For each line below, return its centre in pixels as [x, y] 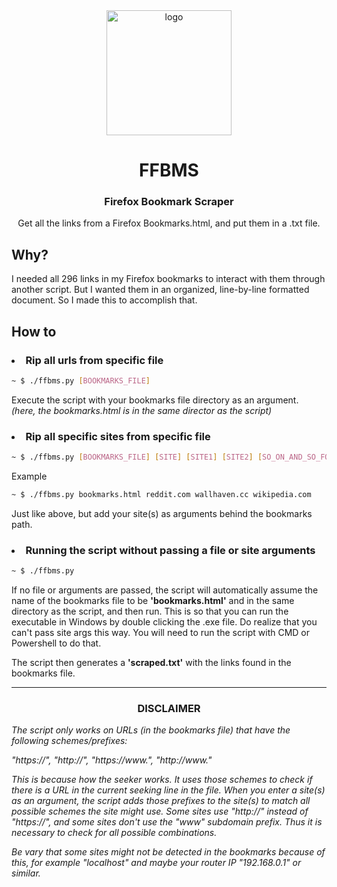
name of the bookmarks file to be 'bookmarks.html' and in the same [153, 601]
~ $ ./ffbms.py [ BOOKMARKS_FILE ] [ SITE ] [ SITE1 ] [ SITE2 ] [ [137, 457]
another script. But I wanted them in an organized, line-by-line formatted [160, 290]
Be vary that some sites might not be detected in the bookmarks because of [168, 852]
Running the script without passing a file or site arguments [170, 550]
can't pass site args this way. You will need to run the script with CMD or [161, 633]
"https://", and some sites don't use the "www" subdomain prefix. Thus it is [167, 822]
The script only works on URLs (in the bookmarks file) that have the [151, 730]
